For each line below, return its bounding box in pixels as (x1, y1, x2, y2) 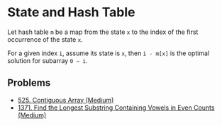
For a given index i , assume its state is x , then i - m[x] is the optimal (7, 49, 210, 57)
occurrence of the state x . (7, 35, 83, 43)
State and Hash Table (7, 4, 135, 21)
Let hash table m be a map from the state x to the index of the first (7, 28, 199, 36)
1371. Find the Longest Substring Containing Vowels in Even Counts (17, 103, 215, 112)
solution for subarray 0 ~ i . (7, 56, 88, 64)
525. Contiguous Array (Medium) (17, 96, 114, 104)
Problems (7, 77, 51, 89)
